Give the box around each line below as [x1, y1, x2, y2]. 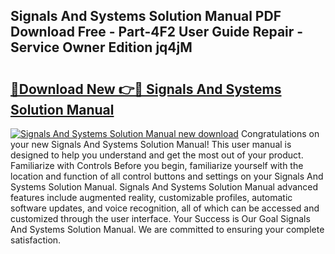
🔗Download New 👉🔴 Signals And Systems [10, 80, 282, 98]
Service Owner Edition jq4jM [10, 39, 193, 56]
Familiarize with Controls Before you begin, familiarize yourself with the [10, 160, 304, 171]
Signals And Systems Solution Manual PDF [10, 8, 282, 25]
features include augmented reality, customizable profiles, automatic [10, 192, 293, 203]
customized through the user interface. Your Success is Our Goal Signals [10, 213, 311, 224]
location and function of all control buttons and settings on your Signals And [10, 170, 324, 182]
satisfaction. [10, 234, 62, 246]
